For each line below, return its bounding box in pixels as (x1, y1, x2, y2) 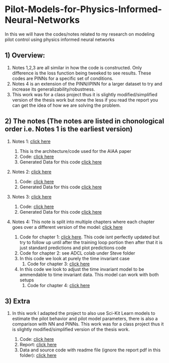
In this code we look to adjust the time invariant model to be (19, 266, 145, 272)
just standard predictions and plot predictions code (19, 245, 126, 251)
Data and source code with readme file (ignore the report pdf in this (19, 347, 161, 353)
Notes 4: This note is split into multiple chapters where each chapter (12, 219, 155, 225)
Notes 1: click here (12, 138, 51, 144)
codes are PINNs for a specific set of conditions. (12, 75, 113, 82)
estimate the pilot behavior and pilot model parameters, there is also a (12, 315, 158, 322)
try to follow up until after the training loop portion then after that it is (19, 239, 163, 245)
